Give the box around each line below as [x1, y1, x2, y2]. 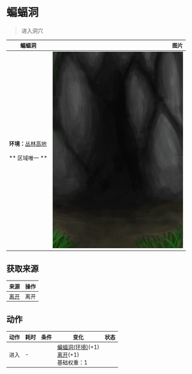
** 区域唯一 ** [9, 154, 48, 162]
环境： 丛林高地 [9, 139, 47, 147]
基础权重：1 [57, 359, 88, 366]
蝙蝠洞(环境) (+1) [57, 343, 100, 351]
